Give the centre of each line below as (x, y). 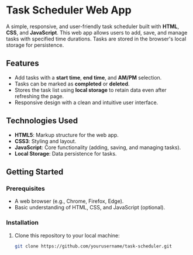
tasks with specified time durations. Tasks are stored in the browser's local (96, 39)
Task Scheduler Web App (69, 10)
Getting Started (35, 172)
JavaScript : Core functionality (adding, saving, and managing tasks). (98, 147)
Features (23, 63)
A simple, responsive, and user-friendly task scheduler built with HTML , (93, 26)
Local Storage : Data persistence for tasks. (66, 153)
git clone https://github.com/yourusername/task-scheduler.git (93, 246)
